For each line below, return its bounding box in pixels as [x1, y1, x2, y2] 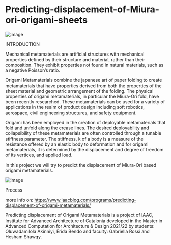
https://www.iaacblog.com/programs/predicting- [34, 197, 136, 203]
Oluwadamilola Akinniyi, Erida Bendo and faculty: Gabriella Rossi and [5, 228, 150, 234]
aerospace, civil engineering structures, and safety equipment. [5, 110, 137, 116]
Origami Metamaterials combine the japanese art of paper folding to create [5, 77, 162, 83]
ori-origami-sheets [5, 14, 88, 26]
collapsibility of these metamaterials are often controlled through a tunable [5, 130, 162, 136]
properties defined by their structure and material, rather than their [5, 56, 145, 62]
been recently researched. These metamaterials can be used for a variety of [5, 98, 165, 105]
